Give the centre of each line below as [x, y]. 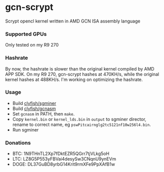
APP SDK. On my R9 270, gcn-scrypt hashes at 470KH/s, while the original [82, 74]
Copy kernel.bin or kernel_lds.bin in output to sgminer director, [79, 119]
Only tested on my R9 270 [32, 45]
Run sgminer [25, 129]
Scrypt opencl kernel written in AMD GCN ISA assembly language [73, 21]
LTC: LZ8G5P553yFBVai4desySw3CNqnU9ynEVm [64, 159]
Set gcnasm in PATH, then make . [43, 113]
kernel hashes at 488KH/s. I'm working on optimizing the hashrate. [74, 79]
